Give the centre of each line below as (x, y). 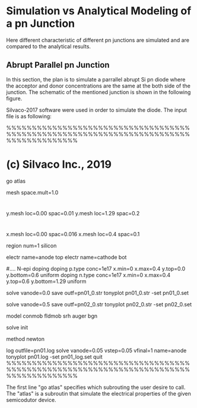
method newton (25, 339)
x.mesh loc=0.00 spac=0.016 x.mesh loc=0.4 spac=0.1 (73, 234)
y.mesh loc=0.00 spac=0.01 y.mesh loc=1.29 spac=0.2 (73, 213)
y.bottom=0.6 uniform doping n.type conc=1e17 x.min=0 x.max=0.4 (88, 275)
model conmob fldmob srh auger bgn (52, 316)
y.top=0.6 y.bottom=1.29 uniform (46, 281)
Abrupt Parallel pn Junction (58, 65)
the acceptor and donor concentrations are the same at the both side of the (99, 86)
